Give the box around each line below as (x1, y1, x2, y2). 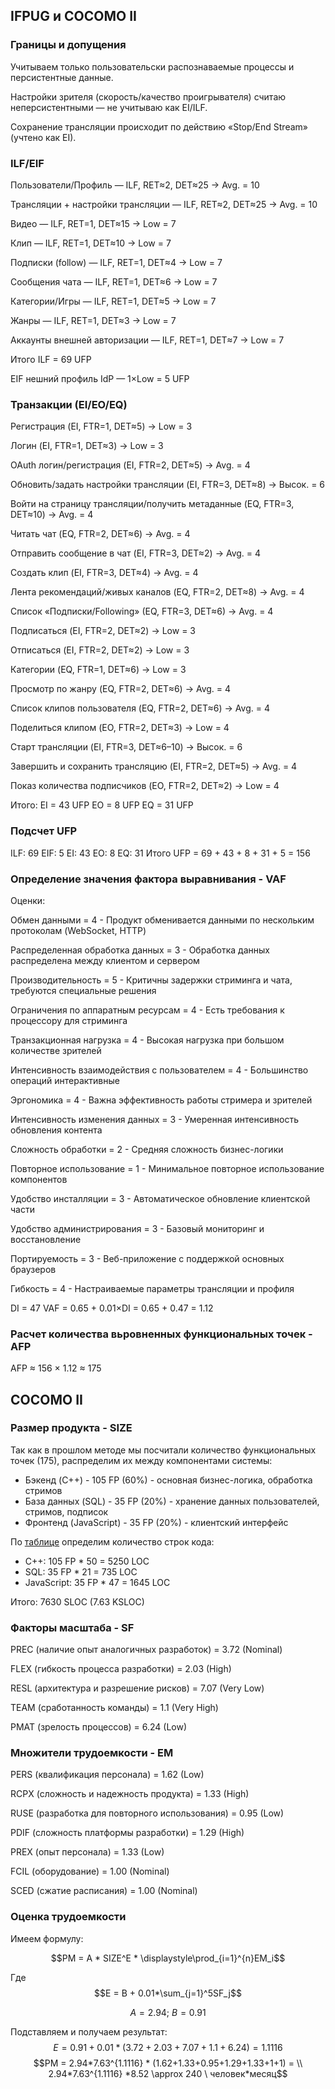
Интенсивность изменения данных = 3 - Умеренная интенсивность (10, 1113, 300, 1125)
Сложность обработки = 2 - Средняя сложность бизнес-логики (10, 1143, 284, 1155)
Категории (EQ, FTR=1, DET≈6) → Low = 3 (10, 664, 187, 676)
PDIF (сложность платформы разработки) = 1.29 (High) (10, 1827, 245, 1839)
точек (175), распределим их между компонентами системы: (10, 1454, 273, 1466)
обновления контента (10, 1124, 103, 1136)
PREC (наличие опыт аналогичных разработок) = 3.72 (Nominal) (10, 1644, 283, 1656)
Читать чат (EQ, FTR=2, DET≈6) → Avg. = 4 (10, 528, 191, 540)
